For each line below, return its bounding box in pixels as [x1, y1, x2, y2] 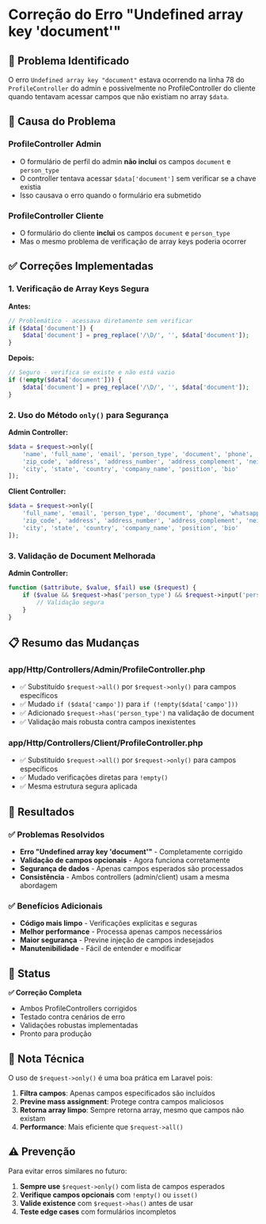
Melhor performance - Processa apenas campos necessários [19, 927, 223, 937]
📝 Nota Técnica [8, 1052, 85, 1065]
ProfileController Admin [8, 139, 101, 150]
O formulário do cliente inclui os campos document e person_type [19, 228, 231, 237]
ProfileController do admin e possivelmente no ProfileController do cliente [8, 83, 256, 93]
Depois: [8, 353, 35, 363]
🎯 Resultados [8, 805, 75, 819]
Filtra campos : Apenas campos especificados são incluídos [19, 1088, 215, 1098]
